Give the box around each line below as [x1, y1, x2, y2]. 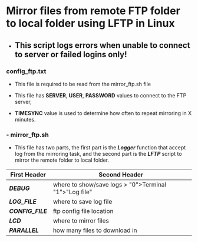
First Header [10, 171, 46, 179]
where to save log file [52, 198, 113, 206]
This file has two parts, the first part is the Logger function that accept [14, 144, 186, 151]
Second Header [98, 171, 143, 179]
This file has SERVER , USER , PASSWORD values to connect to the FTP [14, 91, 187, 99]
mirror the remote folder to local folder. [14, 156, 110, 163]
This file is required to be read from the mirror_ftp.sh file [14, 80, 151, 87]
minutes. [14, 116, 37, 123]
